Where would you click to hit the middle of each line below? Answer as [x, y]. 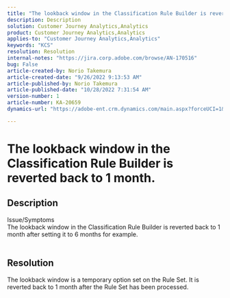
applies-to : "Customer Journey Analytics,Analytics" [84, 39]
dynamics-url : [27, 109]
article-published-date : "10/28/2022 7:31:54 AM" [79, 90]
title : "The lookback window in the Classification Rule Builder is [107, 13]
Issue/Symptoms [31, 219]
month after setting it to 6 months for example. [73, 234]
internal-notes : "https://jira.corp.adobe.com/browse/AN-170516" [102, 58]
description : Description [44, 20]
